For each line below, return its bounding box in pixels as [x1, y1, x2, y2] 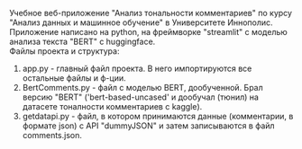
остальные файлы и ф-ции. [22, 73, 126, 83]
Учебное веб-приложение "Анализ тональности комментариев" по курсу [9, 8, 293, 18]
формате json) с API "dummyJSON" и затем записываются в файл [22, 120, 275, 131]
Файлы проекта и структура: [9, 46, 120, 57]
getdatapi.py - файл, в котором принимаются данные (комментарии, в [22, 111, 294, 121]
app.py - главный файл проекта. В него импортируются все [22, 63, 252, 74]
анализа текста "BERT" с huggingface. [9, 36, 156, 47]
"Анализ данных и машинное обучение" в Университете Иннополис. [9, 17, 273, 28]
